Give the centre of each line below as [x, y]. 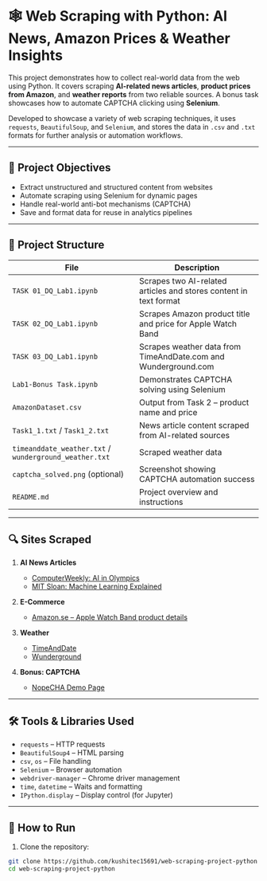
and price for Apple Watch [188, 323]
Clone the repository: [54, 847]
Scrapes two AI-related [183, 280]
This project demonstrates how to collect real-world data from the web [124, 77]
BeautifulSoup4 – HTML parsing [72, 753]
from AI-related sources [184, 435]
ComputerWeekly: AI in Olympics [86, 578]
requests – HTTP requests [62, 744]
